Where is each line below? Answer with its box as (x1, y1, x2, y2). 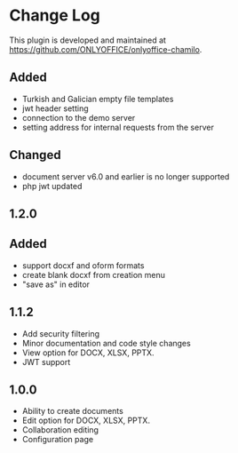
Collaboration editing (21, 425, 99, 435)
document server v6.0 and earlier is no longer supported (21, 171, 230, 182)
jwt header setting (21, 103, 89, 114)
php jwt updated (21, 180, 83, 191)
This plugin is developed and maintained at (9, 35, 167, 45)
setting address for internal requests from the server (21, 122, 215, 132)
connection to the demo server (21, 112, 136, 123)
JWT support (21, 356, 71, 367)
